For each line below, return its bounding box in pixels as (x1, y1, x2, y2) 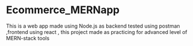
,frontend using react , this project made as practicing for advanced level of (6, 28, 188, 35)
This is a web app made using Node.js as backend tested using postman (6, 22, 180, 29)
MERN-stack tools (6, 34, 50, 41)
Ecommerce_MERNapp (6, 3, 120, 17)
